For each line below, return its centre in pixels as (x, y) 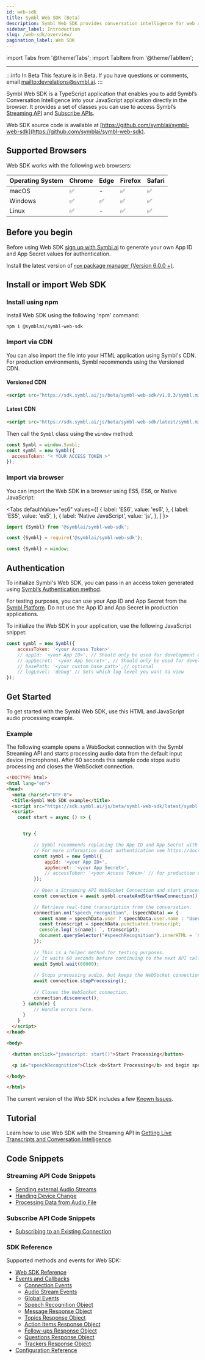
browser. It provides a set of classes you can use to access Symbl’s (91, 107)
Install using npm (32, 302)
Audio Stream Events (51, 1292)
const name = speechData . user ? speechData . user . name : (111, 918)
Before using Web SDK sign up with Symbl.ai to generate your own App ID (99, 247)
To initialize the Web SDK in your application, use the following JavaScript (99, 626)
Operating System (36, 180)
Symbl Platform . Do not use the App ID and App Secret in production (92, 608)
